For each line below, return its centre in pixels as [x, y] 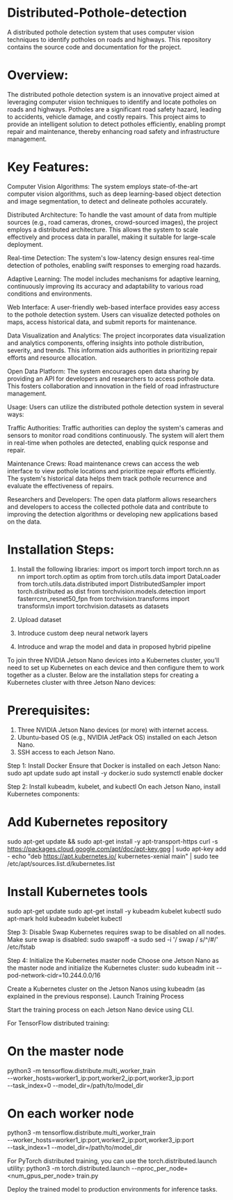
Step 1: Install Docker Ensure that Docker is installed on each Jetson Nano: [114, 766]
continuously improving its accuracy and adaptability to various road [105, 286]
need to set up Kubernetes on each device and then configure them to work [116, 667]
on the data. [24, 522]
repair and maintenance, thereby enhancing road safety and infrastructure [114, 131]
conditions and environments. [50, 294]
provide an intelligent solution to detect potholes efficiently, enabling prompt [116, 124]
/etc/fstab [22, 947]
